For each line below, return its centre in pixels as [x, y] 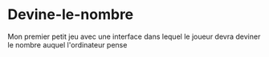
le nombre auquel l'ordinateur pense [67, 44]
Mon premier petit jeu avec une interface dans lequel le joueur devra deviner [134, 36]
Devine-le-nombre [71, 15]
